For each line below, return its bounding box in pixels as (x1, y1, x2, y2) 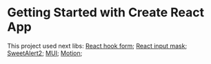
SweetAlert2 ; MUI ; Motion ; (7, 49, 83, 57)
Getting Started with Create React (7, 5, 205, 20)
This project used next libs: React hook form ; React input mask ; (7, 42, 188, 50)
